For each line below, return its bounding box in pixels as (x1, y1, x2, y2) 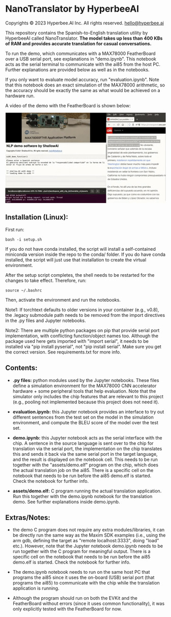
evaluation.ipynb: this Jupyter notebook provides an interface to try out (12, 408, 164, 415)
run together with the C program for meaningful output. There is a (12, 548, 151, 554)
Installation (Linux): (5, 213, 69, 222)
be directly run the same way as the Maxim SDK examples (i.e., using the (12, 532, 166, 538)
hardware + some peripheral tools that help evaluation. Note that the (12, 388, 156, 394)
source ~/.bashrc (5, 288, 42, 293)
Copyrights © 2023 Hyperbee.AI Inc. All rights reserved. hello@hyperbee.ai (5, 20, 164, 26)
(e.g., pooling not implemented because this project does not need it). (12, 399, 159, 405)
